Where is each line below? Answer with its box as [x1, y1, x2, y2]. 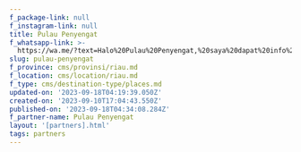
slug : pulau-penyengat [9, 55, 94, 63]
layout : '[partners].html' [9, 122, 110, 131]
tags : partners [9, 130, 66, 139]
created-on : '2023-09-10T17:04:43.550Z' [9, 96, 163, 106]
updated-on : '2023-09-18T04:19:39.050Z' [9, 88, 163, 97]
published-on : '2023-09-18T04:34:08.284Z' [9, 105, 170, 114]
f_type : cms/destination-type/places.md [9, 80, 163, 89]
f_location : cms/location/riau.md [9, 72, 139, 80]
